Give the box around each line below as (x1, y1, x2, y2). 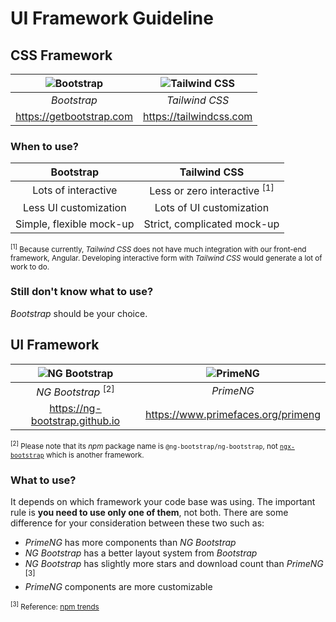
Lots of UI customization (154, 200, 270, 214)
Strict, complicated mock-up (143, 217, 280, 231)
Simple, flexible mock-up (15, 217, 135, 231)
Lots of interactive (32, 183, 118, 197)
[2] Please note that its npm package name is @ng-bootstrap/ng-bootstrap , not (10, 439, 278, 451)
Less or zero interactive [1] (149, 182, 275, 198)
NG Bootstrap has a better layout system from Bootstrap (24, 547, 258, 559)
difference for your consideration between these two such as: (10, 517, 265, 529)
